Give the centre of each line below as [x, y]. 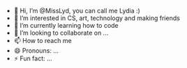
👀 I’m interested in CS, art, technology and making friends [97, 18]
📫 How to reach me [43, 41]
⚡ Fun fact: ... [33, 58]
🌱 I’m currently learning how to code [66, 25]
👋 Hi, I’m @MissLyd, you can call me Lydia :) [77, 11]
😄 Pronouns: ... [36, 51]
